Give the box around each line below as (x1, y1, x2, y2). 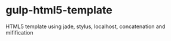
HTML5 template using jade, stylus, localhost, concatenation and (5, 23, 166, 30)
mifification (5, 29, 33, 36)
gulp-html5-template (5, 4, 113, 17)
